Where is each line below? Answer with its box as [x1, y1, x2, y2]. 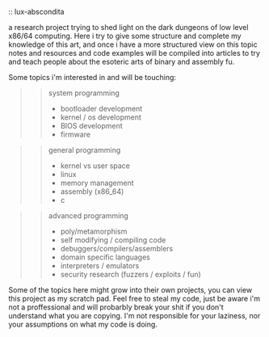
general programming [48, 145, 121, 154]
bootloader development [60, 104, 143, 113]
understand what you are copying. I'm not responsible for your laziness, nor [8, 311, 261, 320]
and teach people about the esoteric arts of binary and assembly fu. [8, 57, 235, 66]
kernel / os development [60, 112, 141, 122]
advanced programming [48, 211, 129, 221]
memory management [60, 178, 135, 187]
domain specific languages [60, 252, 151, 262]
